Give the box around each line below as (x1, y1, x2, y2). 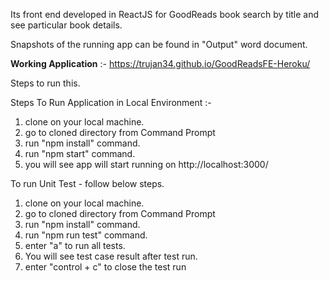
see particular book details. (10, 19, 123, 31)
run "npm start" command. (24, 148, 136, 159)
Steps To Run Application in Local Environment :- (10, 97, 212, 108)
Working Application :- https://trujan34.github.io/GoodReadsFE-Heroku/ (10, 58, 311, 69)
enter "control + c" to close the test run (24, 261, 187, 273)
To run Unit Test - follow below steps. (10, 178, 165, 189)
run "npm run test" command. (24, 229, 148, 241)
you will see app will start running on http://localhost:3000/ (24, 159, 269, 170)
